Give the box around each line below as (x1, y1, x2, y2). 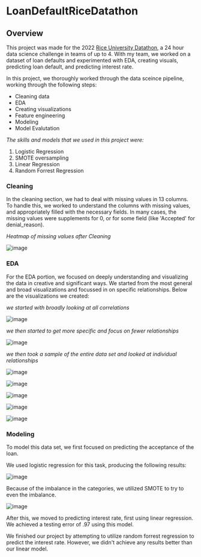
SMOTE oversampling (14, 154, 69, 161)
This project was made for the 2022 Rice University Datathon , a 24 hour (6, 44, 184, 51)
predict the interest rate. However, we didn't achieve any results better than (6, 538, 193, 546)
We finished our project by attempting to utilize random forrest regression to (6, 532, 194, 540)
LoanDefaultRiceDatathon (6, 4, 139, 18)
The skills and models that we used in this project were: (6, 136, 144, 143)
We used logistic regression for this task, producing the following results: (6, 461, 187, 469)
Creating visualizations (14, 106, 72, 112)
